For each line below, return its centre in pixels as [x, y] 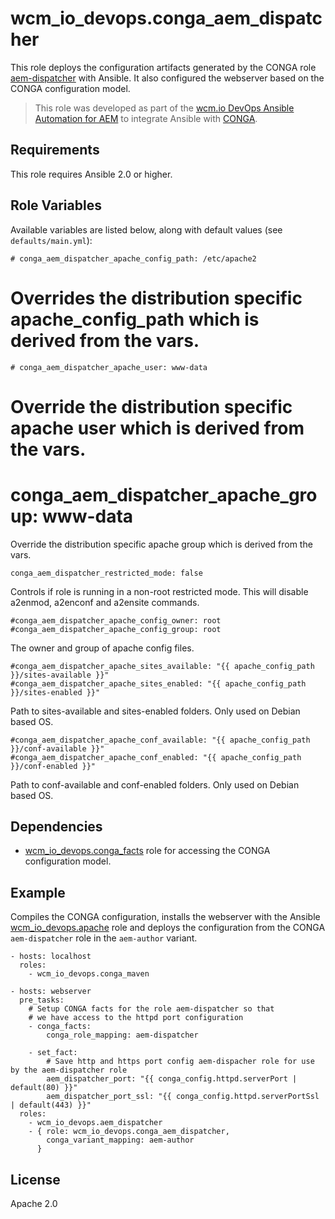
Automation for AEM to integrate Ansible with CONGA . [146, 118]
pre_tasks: [42, 1000]
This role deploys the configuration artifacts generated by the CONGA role [163, 67]
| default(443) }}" [51, 1105]
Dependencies [56, 827]
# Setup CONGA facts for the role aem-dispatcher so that [151, 1009]
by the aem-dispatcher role [69, 1070]
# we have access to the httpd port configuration [136, 1018]
